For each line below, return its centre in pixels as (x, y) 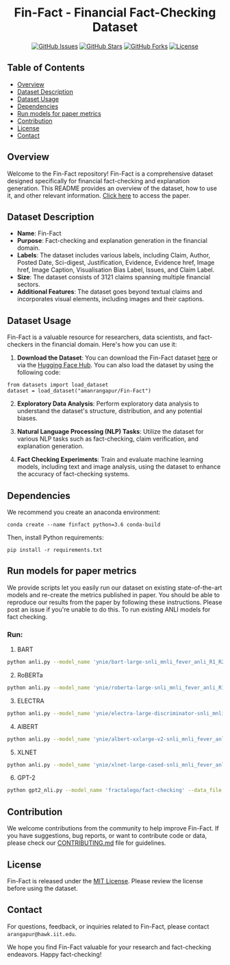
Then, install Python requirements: (55, 537)
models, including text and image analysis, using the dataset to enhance (119, 467)
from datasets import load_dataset (58, 385)
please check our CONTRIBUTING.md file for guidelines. (87, 843)
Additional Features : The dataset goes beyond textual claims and (110, 292)
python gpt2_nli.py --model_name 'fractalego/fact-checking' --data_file (115, 791)
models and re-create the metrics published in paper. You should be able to (114, 594)
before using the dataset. (42, 888)
